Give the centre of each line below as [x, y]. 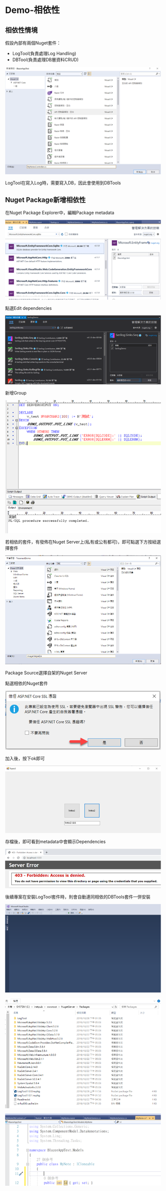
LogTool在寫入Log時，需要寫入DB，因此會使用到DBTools [63, 183]
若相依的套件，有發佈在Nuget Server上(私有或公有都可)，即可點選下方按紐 [81, 542]
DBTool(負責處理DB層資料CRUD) [45, 60]
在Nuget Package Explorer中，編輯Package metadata [60, 213]
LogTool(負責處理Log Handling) [44, 53]
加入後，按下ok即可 [25, 759]
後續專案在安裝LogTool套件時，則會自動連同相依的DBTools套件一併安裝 [78, 897]
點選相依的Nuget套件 [27, 683]
